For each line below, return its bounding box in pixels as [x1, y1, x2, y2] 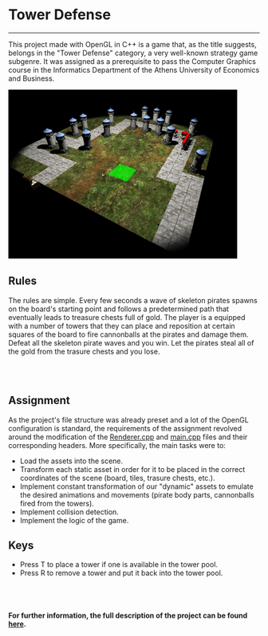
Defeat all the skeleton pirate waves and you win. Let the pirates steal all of [8, 338, 254, 347]
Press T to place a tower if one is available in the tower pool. [19, 560, 218, 570]
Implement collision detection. [19, 506, 120, 517]
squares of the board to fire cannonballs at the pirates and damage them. [8, 330, 249, 339]
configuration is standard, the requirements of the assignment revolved [8, 423, 242, 433]
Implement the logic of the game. [19, 515, 129, 525]
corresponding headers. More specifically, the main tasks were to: [8, 440, 226, 450]
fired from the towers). [19, 498, 94, 508]
